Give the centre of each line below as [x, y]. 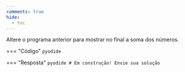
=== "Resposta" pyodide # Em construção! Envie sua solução [83, 62]
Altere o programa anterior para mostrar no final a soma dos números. [93, 40]
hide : [13, 17]
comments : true [25, 12]
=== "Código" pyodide [34, 51]
